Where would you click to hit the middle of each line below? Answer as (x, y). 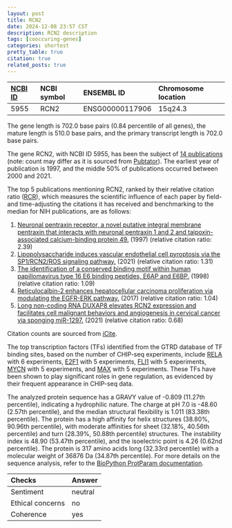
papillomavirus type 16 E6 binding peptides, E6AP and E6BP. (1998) (113, 276)
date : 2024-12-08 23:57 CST (48, 26)
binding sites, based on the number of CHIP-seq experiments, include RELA (115, 354)
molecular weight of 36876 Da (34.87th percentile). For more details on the (114, 455)
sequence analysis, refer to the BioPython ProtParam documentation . (106, 463)
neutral (83, 491)
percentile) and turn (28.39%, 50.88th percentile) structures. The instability (114, 433)
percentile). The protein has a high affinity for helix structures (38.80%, (108, 419)
